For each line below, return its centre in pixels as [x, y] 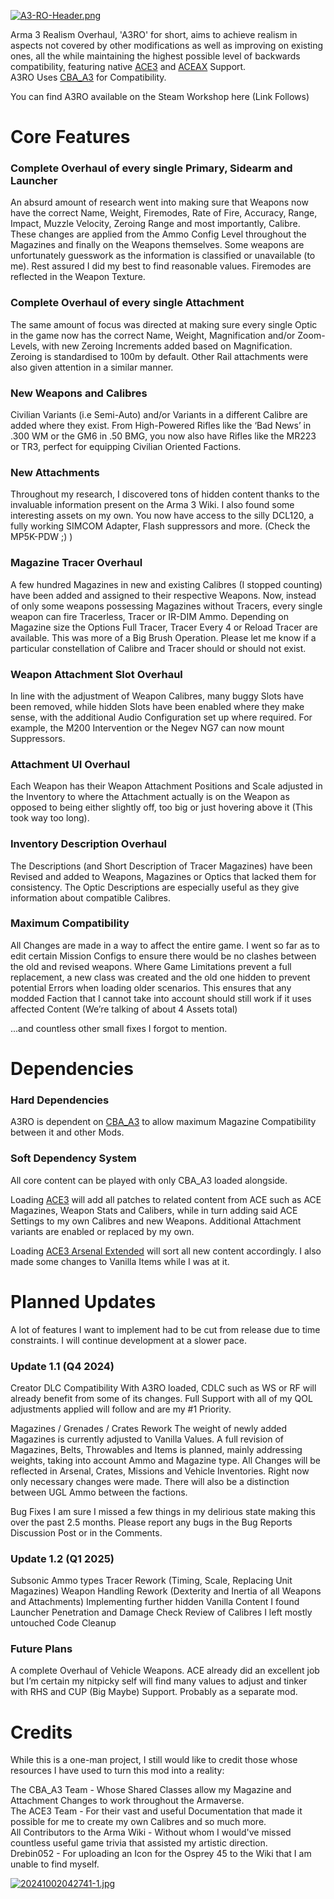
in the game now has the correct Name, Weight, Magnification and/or [153, 335]
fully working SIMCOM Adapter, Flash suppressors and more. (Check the [160, 526]
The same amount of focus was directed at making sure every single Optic [164, 324]
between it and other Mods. [67, 1132]
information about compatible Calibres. [90, 897]
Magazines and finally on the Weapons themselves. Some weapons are [157, 245]
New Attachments [55, 472]
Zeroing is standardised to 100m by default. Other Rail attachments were [159, 356]
